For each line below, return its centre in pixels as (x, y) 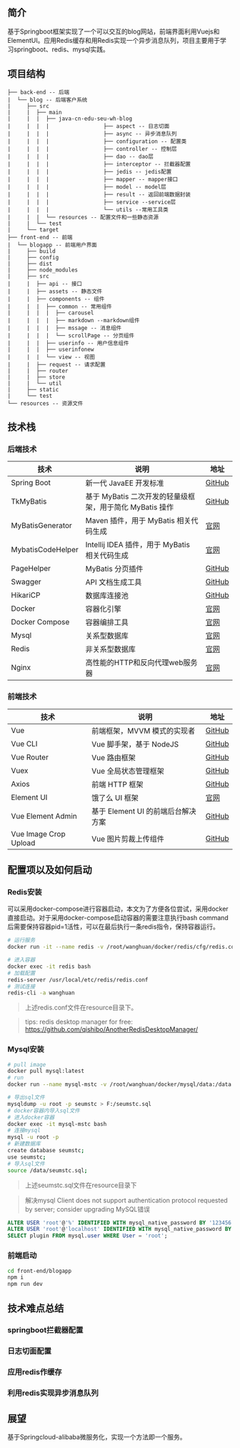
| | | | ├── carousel (51, 313)
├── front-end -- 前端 (40, 237)
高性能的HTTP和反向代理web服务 (141, 663)
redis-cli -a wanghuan (41, 993)
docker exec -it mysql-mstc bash (57, 1124)
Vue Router (30, 757)
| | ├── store (36, 377)
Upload (23, 843)
